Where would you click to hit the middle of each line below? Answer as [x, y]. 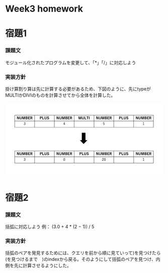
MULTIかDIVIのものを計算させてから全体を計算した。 [60, 95]
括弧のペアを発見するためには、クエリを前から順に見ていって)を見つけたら [83, 253]
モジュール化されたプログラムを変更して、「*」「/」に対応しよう [71, 62]
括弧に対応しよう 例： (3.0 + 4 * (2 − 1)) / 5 [50, 227]
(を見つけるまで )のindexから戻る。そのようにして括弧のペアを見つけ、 [80, 259]
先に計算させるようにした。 [43, 265]
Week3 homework [44, 9]
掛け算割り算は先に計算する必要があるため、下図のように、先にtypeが [78, 88]
